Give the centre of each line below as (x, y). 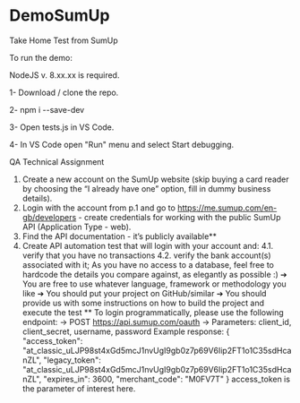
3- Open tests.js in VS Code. (62, 127)
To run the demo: (41, 57)
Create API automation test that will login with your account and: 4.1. (148, 245)
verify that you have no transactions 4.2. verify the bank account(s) (146, 255)
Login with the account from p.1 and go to (99, 208)
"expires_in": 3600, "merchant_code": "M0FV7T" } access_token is (167, 379)
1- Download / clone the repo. (64, 92)
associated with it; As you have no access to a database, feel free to (148, 264)
